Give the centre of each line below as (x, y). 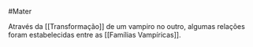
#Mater (20, 11)
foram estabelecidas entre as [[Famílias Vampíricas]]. (95, 35)
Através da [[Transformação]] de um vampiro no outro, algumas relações (127, 26)
